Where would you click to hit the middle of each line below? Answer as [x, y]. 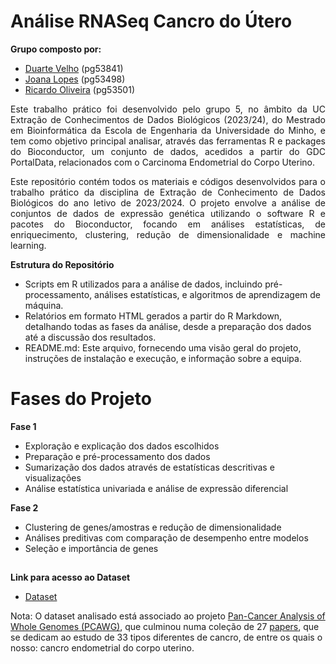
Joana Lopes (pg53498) [75, 79]
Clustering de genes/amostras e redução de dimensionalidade [153, 527]
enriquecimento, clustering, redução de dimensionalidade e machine [168, 234]
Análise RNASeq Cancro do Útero [151, 21]
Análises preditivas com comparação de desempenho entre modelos [166, 537]
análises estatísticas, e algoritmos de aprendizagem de [208, 294]
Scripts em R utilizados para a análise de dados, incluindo [143, 284]
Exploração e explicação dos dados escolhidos [122, 446]
